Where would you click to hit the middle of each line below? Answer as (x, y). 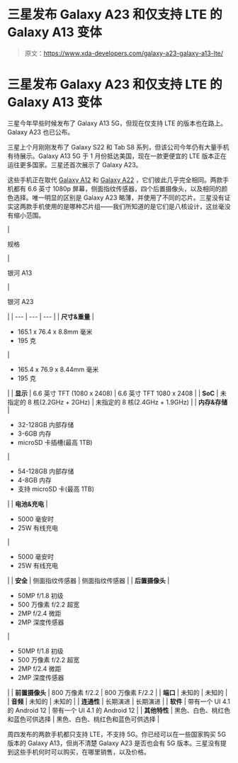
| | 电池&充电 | (28, 504)
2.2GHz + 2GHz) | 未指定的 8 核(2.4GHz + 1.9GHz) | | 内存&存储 (135, 402)
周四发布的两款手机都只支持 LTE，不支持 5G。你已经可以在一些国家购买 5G (117, 734)
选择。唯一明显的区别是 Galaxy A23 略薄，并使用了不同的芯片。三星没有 (119, 197)
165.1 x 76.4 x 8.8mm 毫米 (55, 332)
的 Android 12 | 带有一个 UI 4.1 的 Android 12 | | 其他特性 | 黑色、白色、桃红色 (119, 710)
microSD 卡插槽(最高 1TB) (55, 442)
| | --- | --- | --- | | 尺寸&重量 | (51, 317)
